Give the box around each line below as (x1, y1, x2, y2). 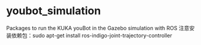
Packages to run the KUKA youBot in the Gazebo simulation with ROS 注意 (6, 24, 190, 31)
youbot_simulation (6, 4, 101, 18)
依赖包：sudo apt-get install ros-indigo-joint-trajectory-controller (11, 31, 173, 39)
